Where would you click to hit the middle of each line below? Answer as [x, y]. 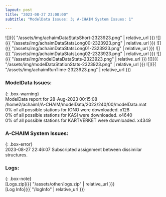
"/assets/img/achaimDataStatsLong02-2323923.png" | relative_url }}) [84, 54]
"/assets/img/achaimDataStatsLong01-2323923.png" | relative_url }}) [83, 49]
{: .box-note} [18, 179]
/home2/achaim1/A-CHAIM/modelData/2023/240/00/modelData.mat [76, 104]
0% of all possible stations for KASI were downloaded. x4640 [69, 115]
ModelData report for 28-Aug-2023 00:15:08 [51, 99]
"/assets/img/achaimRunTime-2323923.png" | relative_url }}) [68, 70]
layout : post [19, 10]
